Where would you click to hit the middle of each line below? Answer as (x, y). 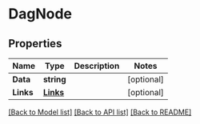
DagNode (40, 14)
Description (97, 66)
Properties (35, 44)
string (54, 79)
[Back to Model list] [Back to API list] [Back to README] (100, 112)
